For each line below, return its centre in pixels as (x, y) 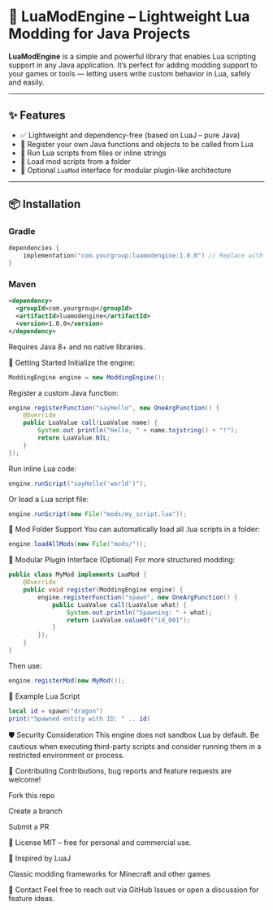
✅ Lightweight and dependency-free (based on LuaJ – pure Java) (130, 135)
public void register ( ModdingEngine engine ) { (103, 590)
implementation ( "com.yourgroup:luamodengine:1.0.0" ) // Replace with (143, 256)
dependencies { (34, 248)
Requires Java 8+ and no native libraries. (77, 347)
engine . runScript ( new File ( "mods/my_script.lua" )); (97, 514)
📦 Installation (45, 204)
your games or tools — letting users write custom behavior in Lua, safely (130, 73)
